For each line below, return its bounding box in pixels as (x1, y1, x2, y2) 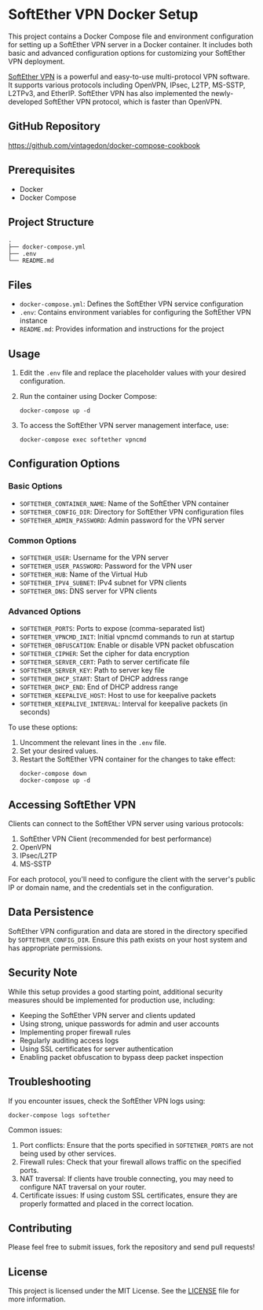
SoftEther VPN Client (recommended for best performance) (19, 834, 212, 843)
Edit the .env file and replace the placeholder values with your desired (19, 368, 247, 377)
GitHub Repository (8, 120, 100, 133)
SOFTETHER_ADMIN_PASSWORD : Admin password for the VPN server (19, 515, 225, 525)
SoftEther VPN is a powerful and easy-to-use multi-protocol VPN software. (8, 72, 250, 81)
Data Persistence (8, 906, 94, 919)
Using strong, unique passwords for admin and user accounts (19, 1019, 220, 1028)
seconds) (19, 707, 51, 717)
